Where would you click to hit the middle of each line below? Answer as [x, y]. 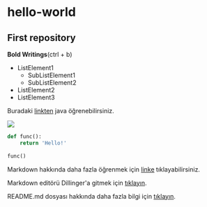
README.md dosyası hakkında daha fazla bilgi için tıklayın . [92, 196]
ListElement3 [36, 97]
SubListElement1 [51, 75]
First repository [41, 38]
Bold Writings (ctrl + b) [40, 54]
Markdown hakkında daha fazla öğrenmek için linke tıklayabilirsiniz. [104, 169]
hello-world [42, 12]
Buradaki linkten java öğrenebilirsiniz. [61, 111]
